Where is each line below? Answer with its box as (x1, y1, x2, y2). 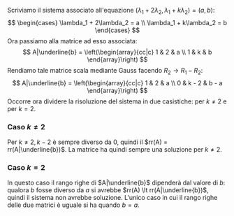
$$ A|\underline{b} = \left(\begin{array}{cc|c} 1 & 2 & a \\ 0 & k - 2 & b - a (12, 78, 223, 87)
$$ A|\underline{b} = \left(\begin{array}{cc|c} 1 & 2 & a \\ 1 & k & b (22, 48, 212, 56)
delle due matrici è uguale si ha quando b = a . (7, 201, 140, 209)
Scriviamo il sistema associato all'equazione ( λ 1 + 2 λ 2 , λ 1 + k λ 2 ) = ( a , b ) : (7, 6, 215, 16)
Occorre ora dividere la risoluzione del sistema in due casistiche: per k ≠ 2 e (7, 97, 227, 106)
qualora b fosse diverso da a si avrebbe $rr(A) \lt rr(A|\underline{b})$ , (7, 186, 209, 194)
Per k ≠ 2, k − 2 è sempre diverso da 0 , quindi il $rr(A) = (7, 138, 168, 146)
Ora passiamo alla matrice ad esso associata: (7, 36, 138, 45)
